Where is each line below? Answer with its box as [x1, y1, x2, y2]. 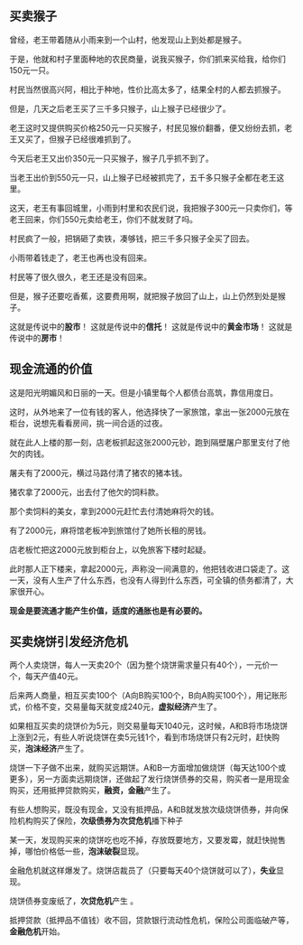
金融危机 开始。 [9, 926, 65, 937]
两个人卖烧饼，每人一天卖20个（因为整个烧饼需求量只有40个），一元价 [9, 660, 271, 670]
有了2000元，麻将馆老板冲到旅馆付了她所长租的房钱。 [9, 525, 212, 536]
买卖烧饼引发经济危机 [9, 634, 128, 650]
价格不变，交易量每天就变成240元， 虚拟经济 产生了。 [24, 701, 223, 712]
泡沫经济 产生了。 [25, 744, 88, 754]
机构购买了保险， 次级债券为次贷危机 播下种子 [16, 816, 183, 827]
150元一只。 [9, 64, 54, 75]
